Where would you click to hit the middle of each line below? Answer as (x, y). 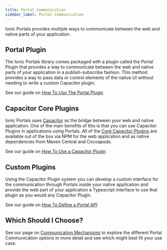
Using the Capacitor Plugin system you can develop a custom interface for (82, 179)
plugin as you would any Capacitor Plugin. (48, 195)
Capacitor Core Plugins (42, 108)
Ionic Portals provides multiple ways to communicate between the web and (82, 28)
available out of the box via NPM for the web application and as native (77, 136)
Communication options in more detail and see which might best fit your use (84, 237)
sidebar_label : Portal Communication (44, 14)
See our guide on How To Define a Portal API (51, 204)
